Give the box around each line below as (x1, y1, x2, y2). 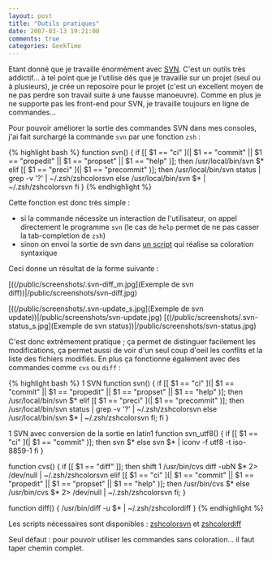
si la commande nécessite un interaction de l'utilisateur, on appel (19, 214, 238, 223)
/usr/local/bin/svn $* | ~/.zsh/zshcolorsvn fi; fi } (8, 413, 169, 423)
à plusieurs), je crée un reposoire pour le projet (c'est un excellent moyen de (8, 82, 264, 92)
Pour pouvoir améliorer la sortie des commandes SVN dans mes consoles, (8, 123, 257, 133)
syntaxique (19, 248, 58, 258)
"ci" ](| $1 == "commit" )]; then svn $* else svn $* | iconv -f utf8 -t (8, 438, 231, 447)
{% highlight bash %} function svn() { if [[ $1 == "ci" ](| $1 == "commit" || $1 (8, 148, 262, 158)
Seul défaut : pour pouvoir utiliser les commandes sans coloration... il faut (8, 535, 255, 545)
